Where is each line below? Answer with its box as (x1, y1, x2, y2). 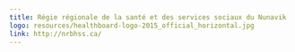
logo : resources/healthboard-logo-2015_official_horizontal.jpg (9, 21, 255, 30)
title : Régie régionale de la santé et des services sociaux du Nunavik (9, 12, 287, 22)
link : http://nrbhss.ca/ (9, 29, 102, 38)
